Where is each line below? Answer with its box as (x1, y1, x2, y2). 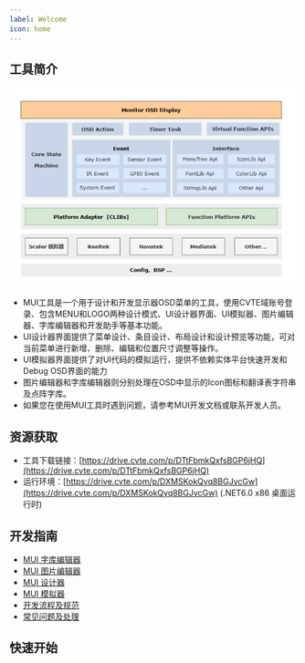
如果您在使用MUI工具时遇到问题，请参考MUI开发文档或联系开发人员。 (22, 399, 286, 410)
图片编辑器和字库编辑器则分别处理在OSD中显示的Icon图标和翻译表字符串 (22, 377, 297, 388)
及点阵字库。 (22, 388, 71, 399)
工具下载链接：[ (22, 455, 82, 466)
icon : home (9, 24, 51, 34)
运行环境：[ (22, 476, 67, 487)
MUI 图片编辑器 (22, 565, 81, 576)
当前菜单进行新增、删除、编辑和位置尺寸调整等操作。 (22, 343, 224, 354)
